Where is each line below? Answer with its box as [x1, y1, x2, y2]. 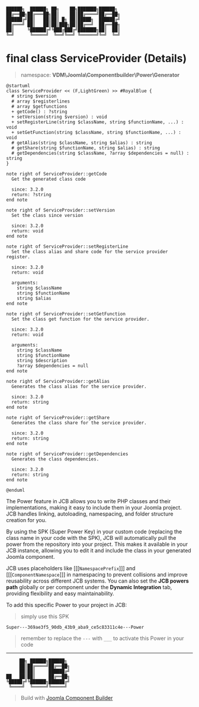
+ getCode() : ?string [11, 108, 68, 114]
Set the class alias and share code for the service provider [11, 248, 168, 255]
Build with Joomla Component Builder [20, 694, 113, 701]
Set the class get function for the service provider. [11, 316, 150, 322]
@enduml [6, 487, 25, 493]
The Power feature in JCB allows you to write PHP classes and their [6, 497, 171, 504]
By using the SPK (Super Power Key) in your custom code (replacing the [6, 528, 182, 535]
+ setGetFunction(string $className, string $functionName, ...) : [11, 129, 182, 135]
